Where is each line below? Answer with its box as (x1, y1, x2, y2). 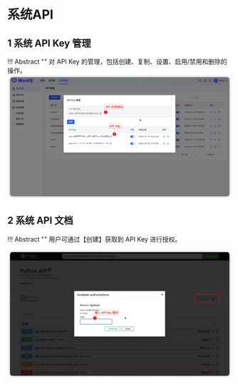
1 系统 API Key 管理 (7, 37, 91, 49)
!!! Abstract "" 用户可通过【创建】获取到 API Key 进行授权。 (7, 234, 182, 243)
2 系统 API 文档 (7, 214, 73, 227)
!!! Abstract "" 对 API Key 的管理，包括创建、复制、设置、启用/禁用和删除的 (7, 58, 227, 66)
